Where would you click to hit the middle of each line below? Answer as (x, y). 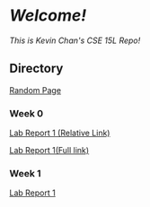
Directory (36, 69)
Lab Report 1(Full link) (49, 151)
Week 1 (26, 173)
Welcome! (48, 16)
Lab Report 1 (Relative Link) (60, 133)
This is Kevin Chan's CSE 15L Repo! (75, 40)
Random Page (35, 90)
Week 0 (26, 113)
